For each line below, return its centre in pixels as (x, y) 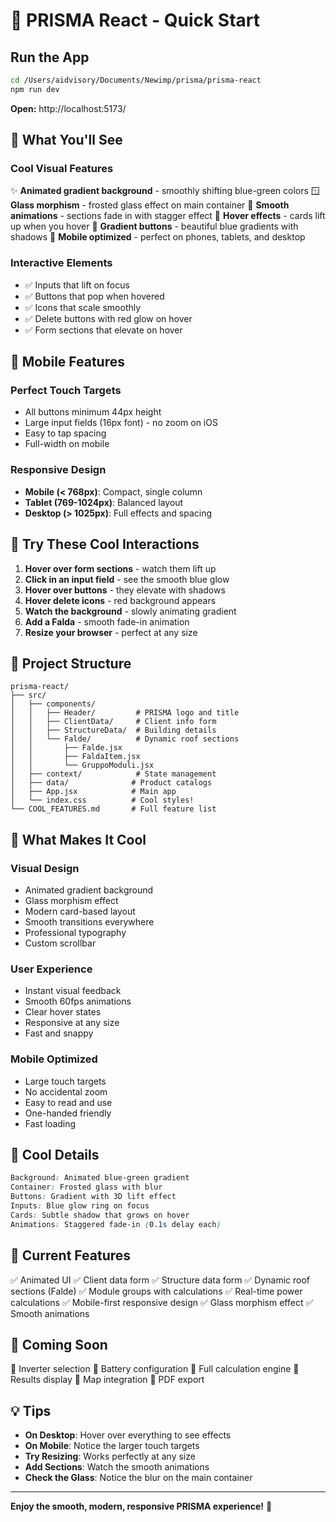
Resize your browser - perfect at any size (111, 632)
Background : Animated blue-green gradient (100, 1178)
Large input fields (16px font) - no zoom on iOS (121, 423)
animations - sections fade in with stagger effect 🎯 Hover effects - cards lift (168, 216)
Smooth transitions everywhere (89, 922)
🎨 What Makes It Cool (78, 839)
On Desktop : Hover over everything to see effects (128, 1435)
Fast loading (50, 1123)
